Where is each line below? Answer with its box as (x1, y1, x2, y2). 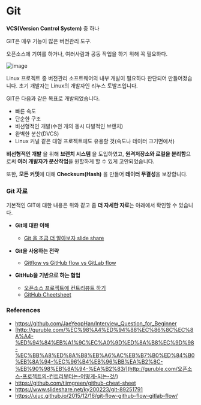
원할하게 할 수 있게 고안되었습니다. (74, 158, 155, 165)
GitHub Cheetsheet (23, 291, 72, 298)
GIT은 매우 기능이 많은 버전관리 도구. (6, 37, 92, 44)
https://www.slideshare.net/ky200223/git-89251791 (14, 385, 143, 393)
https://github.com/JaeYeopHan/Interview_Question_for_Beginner (14, 319, 177, 327)
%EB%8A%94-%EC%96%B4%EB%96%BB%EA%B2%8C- (14, 358, 163, 365)
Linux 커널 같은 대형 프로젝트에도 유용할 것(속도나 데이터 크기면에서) (14, 137, 175, 144)
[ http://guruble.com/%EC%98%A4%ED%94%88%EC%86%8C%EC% (14, 326, 191, 333)
